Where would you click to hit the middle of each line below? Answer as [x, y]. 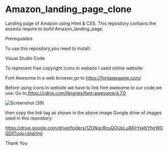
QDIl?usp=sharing [24, 133]
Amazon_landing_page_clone [69, 9]
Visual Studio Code [25, 58]
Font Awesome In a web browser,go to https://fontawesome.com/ [73, 78]
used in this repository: [29, 118]
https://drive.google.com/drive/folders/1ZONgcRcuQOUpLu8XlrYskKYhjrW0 [84, 128]
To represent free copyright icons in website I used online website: [74, 68]
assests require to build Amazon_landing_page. [54, 28]
